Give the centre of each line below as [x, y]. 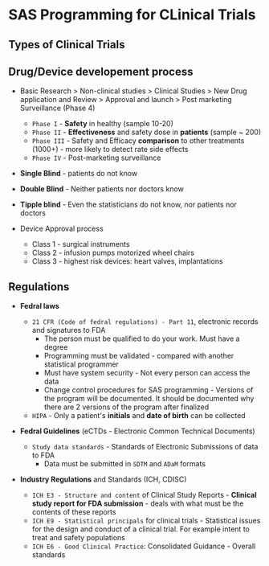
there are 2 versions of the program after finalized [126, 407]
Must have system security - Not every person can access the [147, 373]
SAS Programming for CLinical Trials [132, 15]
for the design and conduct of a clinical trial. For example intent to [141, 529]
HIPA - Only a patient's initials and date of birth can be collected [139, 416]
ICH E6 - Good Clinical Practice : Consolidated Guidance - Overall [144, 546]
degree [56, 347]
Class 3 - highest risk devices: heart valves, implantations [127, 261]
